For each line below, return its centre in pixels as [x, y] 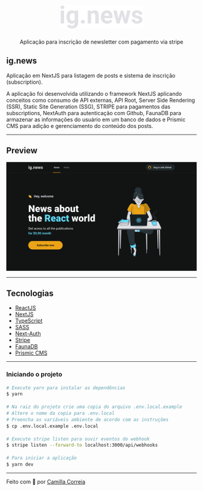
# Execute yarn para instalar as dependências [66, 388]
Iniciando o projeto [34, 375]
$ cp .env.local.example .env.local [52, 426]
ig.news [22, 61]
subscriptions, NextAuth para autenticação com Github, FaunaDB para [94, 113]
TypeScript [29, 321]
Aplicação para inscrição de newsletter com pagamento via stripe [101, 42]
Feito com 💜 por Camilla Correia [46, 481]
